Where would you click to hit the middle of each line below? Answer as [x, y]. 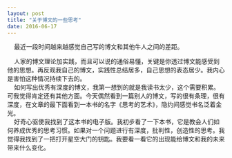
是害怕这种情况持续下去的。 [47, 79]
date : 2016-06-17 [32, 26]
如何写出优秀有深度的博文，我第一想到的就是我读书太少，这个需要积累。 [116, 88]
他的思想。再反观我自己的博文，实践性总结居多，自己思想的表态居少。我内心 [116, 70]
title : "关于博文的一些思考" [44, 20]
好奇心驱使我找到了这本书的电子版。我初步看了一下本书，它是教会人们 [114, 122]
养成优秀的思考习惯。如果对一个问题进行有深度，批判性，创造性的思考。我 [119, 130]
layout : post [26, 13]
